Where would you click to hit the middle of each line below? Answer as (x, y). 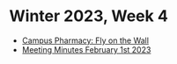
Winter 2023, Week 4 (89, 16)
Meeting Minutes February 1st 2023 (86, 49)
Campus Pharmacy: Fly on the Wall (85, 40)
